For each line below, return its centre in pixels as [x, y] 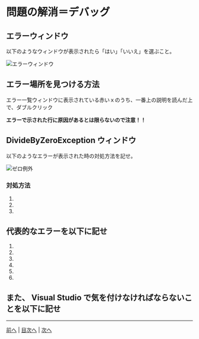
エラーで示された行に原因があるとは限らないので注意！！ [76, 120]
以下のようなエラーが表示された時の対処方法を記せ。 [71, 156]
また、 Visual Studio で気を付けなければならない [95, 298]
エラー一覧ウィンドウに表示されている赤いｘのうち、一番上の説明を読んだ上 [99, 100]
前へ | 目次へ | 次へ [29, 330]
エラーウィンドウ [37, 36]
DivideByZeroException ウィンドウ [71, 140]
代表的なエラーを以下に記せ [57, 231]
